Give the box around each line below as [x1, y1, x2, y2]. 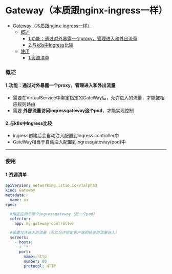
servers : [10, 235, 29, 240]
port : [18, 249, 31, 254]
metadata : [5, 193, 27, 198]
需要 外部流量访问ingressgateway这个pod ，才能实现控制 [12, 108, 134, 114]
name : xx [10, 198, 29, 203]
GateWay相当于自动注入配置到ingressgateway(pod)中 [12, 139, 126, 145]
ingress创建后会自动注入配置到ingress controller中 [12, 133, 119, 139]
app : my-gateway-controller [14, 221, 74, 226]
